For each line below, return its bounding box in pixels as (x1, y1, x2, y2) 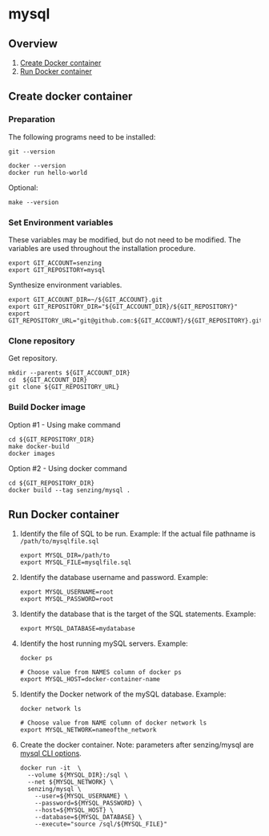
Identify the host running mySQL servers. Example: (19, 639, 188, 648)
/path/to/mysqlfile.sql (19, 538, 100, 546)
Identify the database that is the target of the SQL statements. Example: (19, 609, 256, 619)
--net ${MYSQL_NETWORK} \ (27, 778, 114, 786)
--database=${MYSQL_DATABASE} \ (34, 814, 143, 822)
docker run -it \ (19, 764, 82, 773)
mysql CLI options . (19, 749, 82, 758)
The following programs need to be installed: (8, 132, 156, 141)
